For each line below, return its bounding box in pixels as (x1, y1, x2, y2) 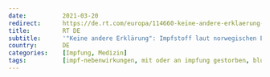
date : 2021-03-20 (8, 11, 99, 20)
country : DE (8, 42, 70, 50)
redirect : (8, 19, 42, 27)
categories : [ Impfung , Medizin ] (8, 49, 128, 57)
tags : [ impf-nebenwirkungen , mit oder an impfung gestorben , (8, 57, 250, 65)
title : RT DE (8, 26, 81, 34)
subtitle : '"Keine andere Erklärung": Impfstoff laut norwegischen (8, 34, 257, 43)
